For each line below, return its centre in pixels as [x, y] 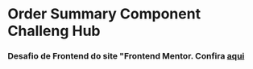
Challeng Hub [54, 31]
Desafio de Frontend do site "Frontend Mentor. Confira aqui [126, 56]
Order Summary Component [104, 14]
